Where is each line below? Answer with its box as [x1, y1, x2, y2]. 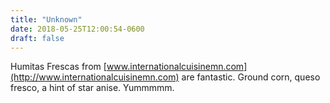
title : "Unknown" [10, 14, 83, 25]
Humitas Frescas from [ [10, 61, 107, 73]
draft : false [10, 33, 65, 43]
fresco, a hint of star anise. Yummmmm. [10, 82, 175, 94]
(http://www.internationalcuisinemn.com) [10, 71, 180, 83]
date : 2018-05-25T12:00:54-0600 [10, 24, 145, 34]
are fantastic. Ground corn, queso [181, 71, 321, 83]
